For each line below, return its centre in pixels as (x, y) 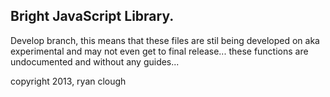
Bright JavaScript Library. (92, 16)
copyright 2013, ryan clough (68, 81)
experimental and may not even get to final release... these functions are (159, 51)
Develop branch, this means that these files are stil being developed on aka (165, 40)
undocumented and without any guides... (95, 61)
